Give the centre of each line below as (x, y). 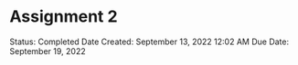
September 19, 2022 (48, 51)
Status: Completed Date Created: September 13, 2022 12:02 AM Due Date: (149, 42)
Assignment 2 (64, 17)
